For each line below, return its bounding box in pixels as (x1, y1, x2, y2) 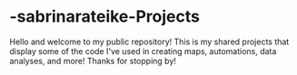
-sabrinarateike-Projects (9, 6, 200, 27)
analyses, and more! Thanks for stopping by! (9, 55, 177, 66)
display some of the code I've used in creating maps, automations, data (9, 45, 277, 56)
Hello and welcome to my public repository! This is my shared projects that (9, 36, 290, 47)
